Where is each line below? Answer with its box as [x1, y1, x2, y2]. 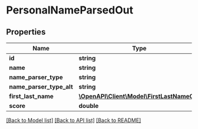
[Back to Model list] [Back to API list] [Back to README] [6, 117, 141, 124]
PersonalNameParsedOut [6, 4, 134, 17]
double [78, 102, 99, 110]
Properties [6, 27, 46, 37]
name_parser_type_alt [9, 83, 74, 91]
